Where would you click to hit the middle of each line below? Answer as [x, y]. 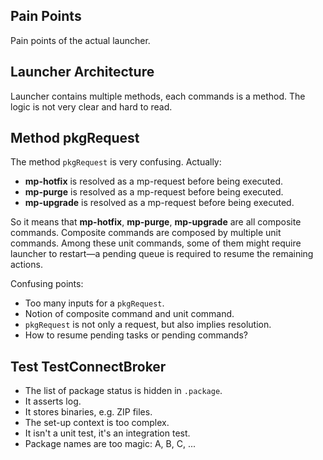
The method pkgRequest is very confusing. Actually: [116, 162]
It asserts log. [53, 401]
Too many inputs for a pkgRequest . [94, 303]
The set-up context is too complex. [97, 423]
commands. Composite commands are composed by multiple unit [146, 233]
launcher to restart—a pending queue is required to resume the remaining [162, 254]
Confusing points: [47, 284]
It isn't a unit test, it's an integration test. [107, 433]
